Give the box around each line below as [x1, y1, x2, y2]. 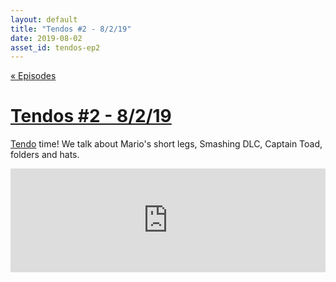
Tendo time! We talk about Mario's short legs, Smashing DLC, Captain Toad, [10, 138, 323, 150]
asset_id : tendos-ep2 [10, 42, 101, 53]
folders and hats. [10, 149, 80, 161]
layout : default [10, 14, 78, 25]
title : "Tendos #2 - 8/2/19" [10, 24, 132, 34]
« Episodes [10, 70, 57, 82]
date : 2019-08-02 [10, 33, 83, 43]
